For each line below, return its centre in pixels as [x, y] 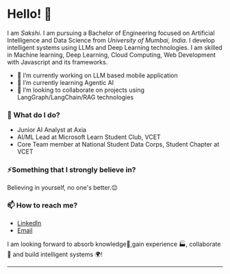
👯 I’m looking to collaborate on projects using [81, 90]
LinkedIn [29, 223]
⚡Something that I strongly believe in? [72, 170]
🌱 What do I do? [34, 114]
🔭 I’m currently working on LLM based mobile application [97, 75]
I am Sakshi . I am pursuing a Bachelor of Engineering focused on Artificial [111, 33]
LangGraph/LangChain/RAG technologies [75, 97]
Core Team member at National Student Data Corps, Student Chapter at [118, 145]
